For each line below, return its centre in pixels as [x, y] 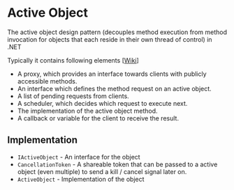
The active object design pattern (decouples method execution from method [117, 32]
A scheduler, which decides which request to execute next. [102, 103]
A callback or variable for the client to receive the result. [98, 118]
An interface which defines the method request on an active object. [114, 88]
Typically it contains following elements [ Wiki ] [73, 60]
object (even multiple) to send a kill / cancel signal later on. [102, 171]
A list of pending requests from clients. [73, 96]
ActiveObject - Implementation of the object [81, 179]
